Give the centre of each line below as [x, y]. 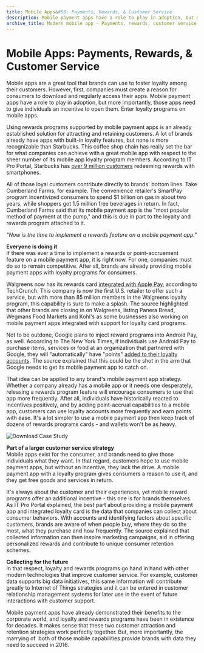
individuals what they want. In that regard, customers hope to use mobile [97, 461]
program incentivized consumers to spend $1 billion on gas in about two [96, 197]
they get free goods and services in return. [60, 480]
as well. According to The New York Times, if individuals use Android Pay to [101, 341]
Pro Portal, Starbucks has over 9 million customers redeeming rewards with [101, 166]
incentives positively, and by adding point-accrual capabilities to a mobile [98, 405]
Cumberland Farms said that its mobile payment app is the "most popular [98, 210]
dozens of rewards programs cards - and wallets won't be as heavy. [91, 424]
